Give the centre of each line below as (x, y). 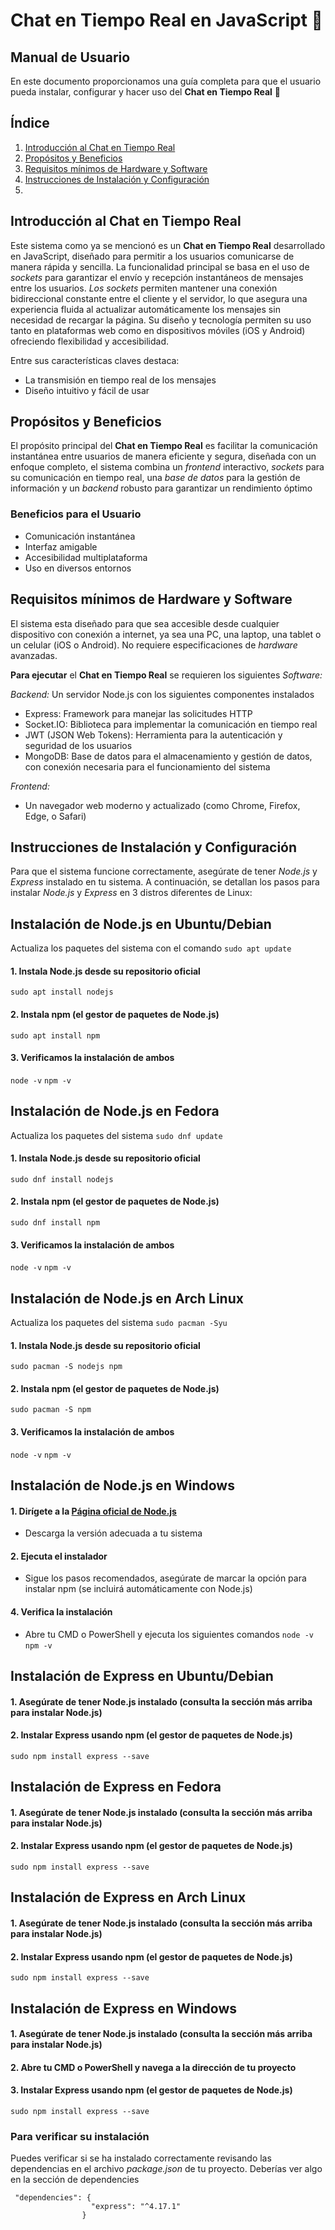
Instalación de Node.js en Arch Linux (127, 1298)
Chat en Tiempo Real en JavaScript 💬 (166, 20)
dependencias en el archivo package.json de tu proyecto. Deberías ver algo (166, 2169)
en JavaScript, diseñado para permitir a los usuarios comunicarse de (152, 256)
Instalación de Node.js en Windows (122, 1485)
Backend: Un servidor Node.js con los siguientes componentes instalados (162, 694)
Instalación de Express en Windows (124, 2008)
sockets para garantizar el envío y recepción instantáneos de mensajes (157, 277)
